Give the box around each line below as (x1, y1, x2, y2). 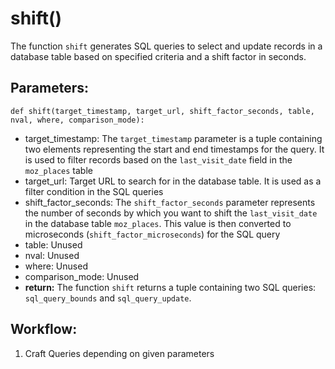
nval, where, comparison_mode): (10, 115, 145, 125)
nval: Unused (24, 249, 80, 261)
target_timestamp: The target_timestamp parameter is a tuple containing (24, 132, 323, 144)
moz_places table (24, 164, 93, 176)
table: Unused (24, 238, 83, 251)
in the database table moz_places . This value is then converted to (24, 217, 292, 229)
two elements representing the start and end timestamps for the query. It (24, 143, 325, 155)
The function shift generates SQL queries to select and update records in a (10, 40, 323, 52)
